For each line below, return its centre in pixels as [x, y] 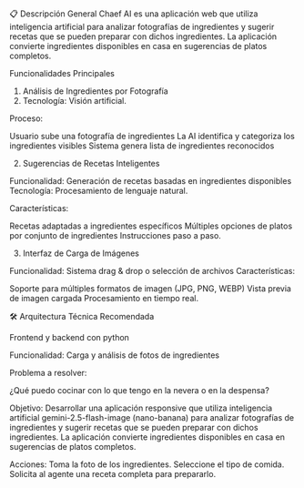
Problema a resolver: [48, 373]
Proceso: [26, 118]
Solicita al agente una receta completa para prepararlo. [113, 474]
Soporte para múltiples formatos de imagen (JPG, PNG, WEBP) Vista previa [150, 289]
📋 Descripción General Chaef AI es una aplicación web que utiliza [134, 14]
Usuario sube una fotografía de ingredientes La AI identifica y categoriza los [152, 136]
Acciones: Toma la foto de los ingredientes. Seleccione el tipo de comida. [147, 464]
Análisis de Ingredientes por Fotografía [95, 91]
